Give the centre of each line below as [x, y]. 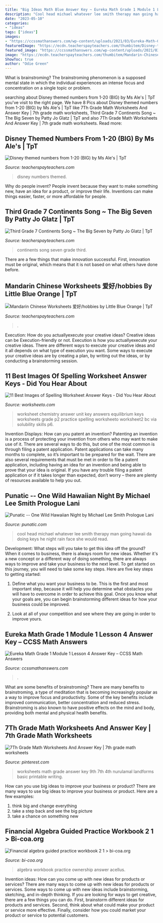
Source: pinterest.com [27, 762]
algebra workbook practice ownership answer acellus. [71, 870]
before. [12, 269]
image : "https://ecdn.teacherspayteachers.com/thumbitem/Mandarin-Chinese [82, 55]
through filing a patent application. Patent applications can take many [74, 449]
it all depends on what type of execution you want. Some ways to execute [79, 350]
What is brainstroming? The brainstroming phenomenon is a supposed [75, 78]
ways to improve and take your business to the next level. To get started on [80, 564]
